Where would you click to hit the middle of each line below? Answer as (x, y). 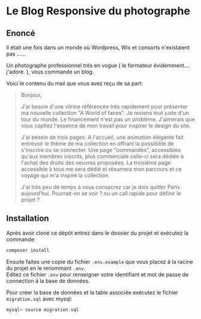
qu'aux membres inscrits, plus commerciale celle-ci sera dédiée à (102, 156)
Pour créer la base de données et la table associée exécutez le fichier (92, 292)
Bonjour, (31, 95)
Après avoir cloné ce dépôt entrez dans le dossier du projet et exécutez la (97, 233)
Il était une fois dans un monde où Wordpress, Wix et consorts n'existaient (98, 47)
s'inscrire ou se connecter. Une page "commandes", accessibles (101, 150)
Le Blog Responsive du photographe (98, 11)
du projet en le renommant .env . (46, 268)
